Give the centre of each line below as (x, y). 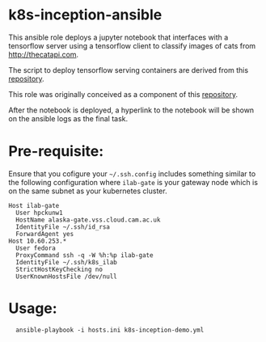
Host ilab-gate (34, 205)
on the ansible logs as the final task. (68, 118)
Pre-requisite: (56, 152)
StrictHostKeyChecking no (59, 269)
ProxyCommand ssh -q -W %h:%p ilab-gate (84, 255)
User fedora (36, 248)
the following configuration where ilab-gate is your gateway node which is (133, 182)
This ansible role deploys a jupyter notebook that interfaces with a (118, 37)
